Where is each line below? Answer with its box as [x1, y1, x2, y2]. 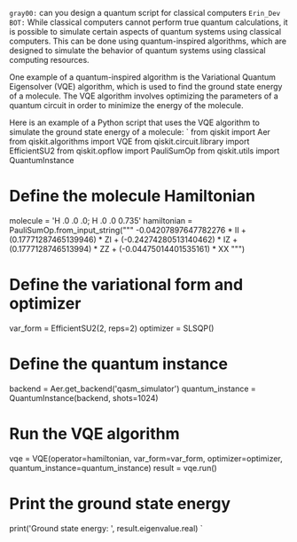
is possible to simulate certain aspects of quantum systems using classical [9, 27, 282, 36]
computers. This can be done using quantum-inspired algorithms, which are [9, 35, 287, 46]
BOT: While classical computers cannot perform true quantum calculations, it [9, 17, 288, 27]
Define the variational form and [9, 275, 244, 295]
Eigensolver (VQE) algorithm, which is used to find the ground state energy [9, 82, 283, 91]
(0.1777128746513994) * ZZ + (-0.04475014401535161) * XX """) [9, 243, 246, 254]
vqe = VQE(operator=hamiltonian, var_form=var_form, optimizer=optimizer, [9, 452, 284, 464]
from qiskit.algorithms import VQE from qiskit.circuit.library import [9, 137, 250, 146]
